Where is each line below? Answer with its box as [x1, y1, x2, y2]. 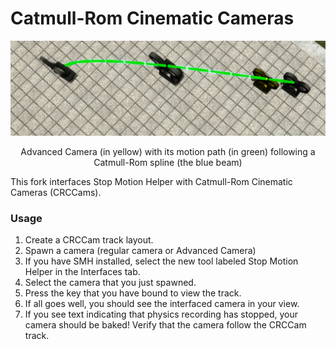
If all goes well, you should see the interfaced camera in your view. [24, 298, 300, 310]
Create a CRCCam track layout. [24, 234, 154, 246]
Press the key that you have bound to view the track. [24, 287, 242, 299]
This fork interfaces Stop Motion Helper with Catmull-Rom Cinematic [10, 176, 293, 188]
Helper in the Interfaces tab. [24, 266, 141, 278]
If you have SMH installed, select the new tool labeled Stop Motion [24, 255, 299, 267]
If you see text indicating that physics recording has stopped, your [24, 308, 298, 321]
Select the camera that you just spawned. [24, 277, 197, 289]
